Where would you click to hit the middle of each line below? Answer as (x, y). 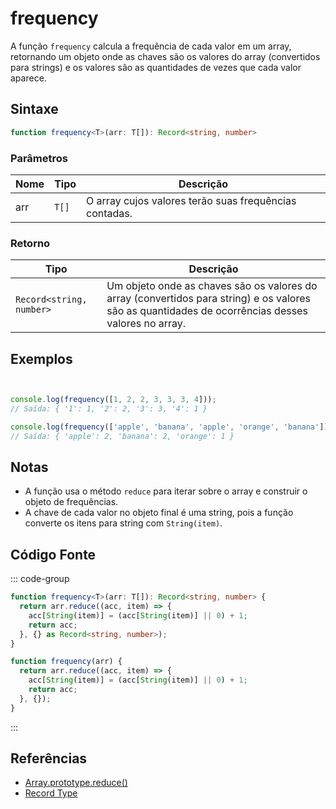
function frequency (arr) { (66, 662)
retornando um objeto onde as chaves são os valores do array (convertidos (165, 56)
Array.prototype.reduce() (76, 783)
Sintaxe (34, 109)
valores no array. (146, 324)
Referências (49, 758)
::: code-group (40, 579)
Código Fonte (53, 554)
